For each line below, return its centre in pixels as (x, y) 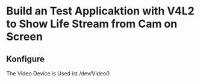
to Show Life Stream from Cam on (92, 24)
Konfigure (26, 59)
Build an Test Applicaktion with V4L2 (100, 11)
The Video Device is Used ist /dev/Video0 (58, 73)
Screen (25, 37)
